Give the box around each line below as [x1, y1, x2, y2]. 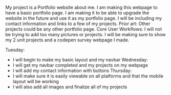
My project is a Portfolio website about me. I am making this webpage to [5, 5, 158, 10]
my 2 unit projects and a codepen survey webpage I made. [5, 37, 130, 43]
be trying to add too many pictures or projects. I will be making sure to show [5, 32, 166, 37]
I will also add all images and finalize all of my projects [12, 84, 127, 90]
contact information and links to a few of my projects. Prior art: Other [5, 20, 151, 27]
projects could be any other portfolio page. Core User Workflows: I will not [5, 26, 162, 32]
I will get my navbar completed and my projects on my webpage [12, 62, 148, 68]
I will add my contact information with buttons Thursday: [12, 67, 132, 74]
